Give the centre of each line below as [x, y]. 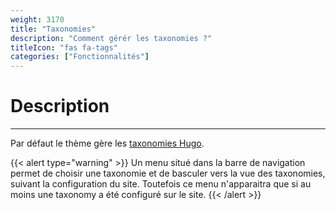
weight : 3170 [37, 19]
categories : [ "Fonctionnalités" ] [80, 57]
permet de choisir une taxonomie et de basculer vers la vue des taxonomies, [168, 173]
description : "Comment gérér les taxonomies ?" [111, 38]
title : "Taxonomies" [53, 29]
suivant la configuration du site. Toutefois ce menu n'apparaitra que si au [161, 184]
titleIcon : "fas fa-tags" [64, 47]
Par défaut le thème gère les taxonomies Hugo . [107, 143]
